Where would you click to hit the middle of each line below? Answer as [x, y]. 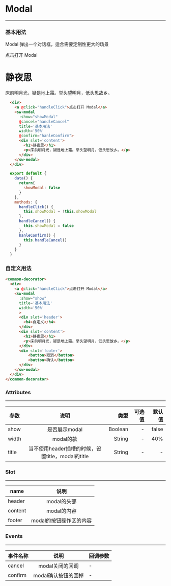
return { [27, 183]
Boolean [119, 429]
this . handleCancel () [45, 240]
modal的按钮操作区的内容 [62, 521]
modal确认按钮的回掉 [59, 575]
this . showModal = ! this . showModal [60, 212]
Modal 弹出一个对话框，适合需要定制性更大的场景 [57, 44]
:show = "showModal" [38, 117]
